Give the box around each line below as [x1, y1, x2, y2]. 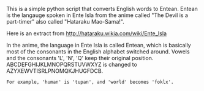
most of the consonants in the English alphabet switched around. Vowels [6, 48, 190, 55]
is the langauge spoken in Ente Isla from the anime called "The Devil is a [6, 12, 189, 19]
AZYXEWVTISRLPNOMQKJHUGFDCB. [6, 67, 104, 75]
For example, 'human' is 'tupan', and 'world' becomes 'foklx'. [6, 79, 174, 85]
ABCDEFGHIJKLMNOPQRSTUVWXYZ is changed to [6, 61, 138, 68]
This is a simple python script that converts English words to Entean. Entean [6, 5, 198, 12]
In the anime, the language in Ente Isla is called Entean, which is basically [6, 42, 191, 49]
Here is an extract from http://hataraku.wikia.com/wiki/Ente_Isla [6, 30, 167, 37]
